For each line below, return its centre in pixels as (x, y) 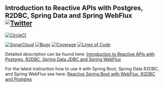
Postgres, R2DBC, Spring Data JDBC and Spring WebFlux (63, 59)
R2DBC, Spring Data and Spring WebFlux (69, 16)
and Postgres (18, 79)
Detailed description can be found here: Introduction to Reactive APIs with (80, 54)
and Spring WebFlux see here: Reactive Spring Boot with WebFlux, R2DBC (80, 74)
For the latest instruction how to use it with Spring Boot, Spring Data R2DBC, (82, 68)
